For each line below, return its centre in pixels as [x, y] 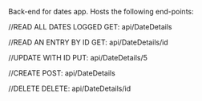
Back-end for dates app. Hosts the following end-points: [101, 12]
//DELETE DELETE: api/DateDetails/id [69, 88]
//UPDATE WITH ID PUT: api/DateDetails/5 [78, 58]
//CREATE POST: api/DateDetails [62, 73]
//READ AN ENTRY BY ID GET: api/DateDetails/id [88, 42]
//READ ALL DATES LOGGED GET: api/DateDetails [90, 27]
